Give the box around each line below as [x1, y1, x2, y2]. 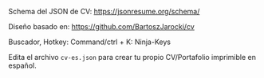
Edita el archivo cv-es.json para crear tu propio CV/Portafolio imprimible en [8, 53, 257, 61]
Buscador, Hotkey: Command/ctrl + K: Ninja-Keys [8, 37, 171, 46]
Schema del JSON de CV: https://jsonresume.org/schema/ [8, 7, 200, 16]
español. [8, 61, 37, 70]
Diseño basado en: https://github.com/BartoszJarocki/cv [8, 22, 195, 31]
